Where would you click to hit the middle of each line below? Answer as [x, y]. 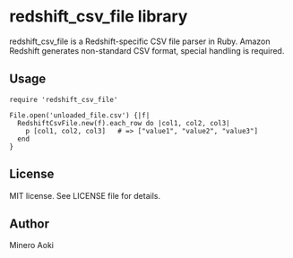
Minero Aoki [31, 245]
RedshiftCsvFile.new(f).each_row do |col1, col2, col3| [124, 123]
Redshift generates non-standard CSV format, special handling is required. [147, 50]
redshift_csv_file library [99, 17]
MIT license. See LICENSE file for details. [85, 195]
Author [29, 224]
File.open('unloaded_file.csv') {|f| [80, 115]
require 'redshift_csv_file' [64, 99]
